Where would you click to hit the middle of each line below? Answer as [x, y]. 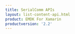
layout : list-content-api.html [38, 14]
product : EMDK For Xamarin [33, 19]
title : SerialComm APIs [30, 10]
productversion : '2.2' [29, 24]
